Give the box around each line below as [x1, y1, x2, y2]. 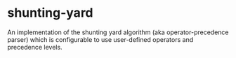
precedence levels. [7, 43, 63, 51]
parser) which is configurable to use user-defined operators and [7, 35, 194, 43]
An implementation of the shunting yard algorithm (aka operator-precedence [7, 28, 229, 36]
